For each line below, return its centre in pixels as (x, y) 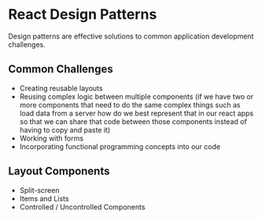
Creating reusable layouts (61, 88)
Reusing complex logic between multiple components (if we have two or (137, 97)
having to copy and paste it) (65, 130)
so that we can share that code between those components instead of (133, 121)
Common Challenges (61, 69)
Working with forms (52, 138)
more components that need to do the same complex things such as (130, 104)
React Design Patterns (83, 15)
